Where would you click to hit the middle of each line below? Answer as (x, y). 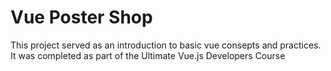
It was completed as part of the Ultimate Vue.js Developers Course (148, 55)
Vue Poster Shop (81, 17)
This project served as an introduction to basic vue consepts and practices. (166, 45)
